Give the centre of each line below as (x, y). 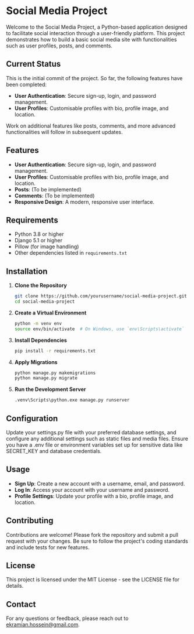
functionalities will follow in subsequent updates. (65, 132)
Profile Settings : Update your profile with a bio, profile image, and (94, 496)
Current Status (33, 64)
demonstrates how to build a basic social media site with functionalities (91, 39)
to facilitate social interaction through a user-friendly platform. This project (96, 33)
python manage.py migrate (46, 378)
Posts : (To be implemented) (48, 189)
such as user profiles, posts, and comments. (59, 46)
